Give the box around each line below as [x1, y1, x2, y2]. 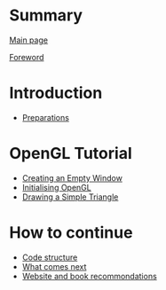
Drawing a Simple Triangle [21, 192, 119, 202]
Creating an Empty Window [21, 172, 123, 183]
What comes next [21, 261, 87, 271]
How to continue [9, 223, 133, 242]
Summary [9, 5, 83, 26]
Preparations [21, 112, 69, 122]
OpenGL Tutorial [9, 144, 132, 164]
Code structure [21, 252, 78, 263]
